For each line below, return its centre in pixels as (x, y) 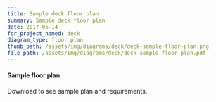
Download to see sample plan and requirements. (77, 91)
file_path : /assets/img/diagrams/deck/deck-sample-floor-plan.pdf (107, 53)
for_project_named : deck (44, 33)
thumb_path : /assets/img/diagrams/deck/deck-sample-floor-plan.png (108, 46)
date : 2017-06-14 (33, 27)
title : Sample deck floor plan (53, 14)
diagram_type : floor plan (45, 40)
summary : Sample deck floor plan (56, 20)
